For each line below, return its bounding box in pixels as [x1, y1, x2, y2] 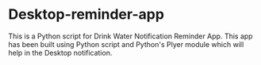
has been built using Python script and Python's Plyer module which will [8, 39, 244, 49]
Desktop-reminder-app [8, 5, 165, 23]
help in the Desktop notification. [8, 48, 113, 57]
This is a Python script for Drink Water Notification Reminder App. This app [8, 31, 253, 41]
